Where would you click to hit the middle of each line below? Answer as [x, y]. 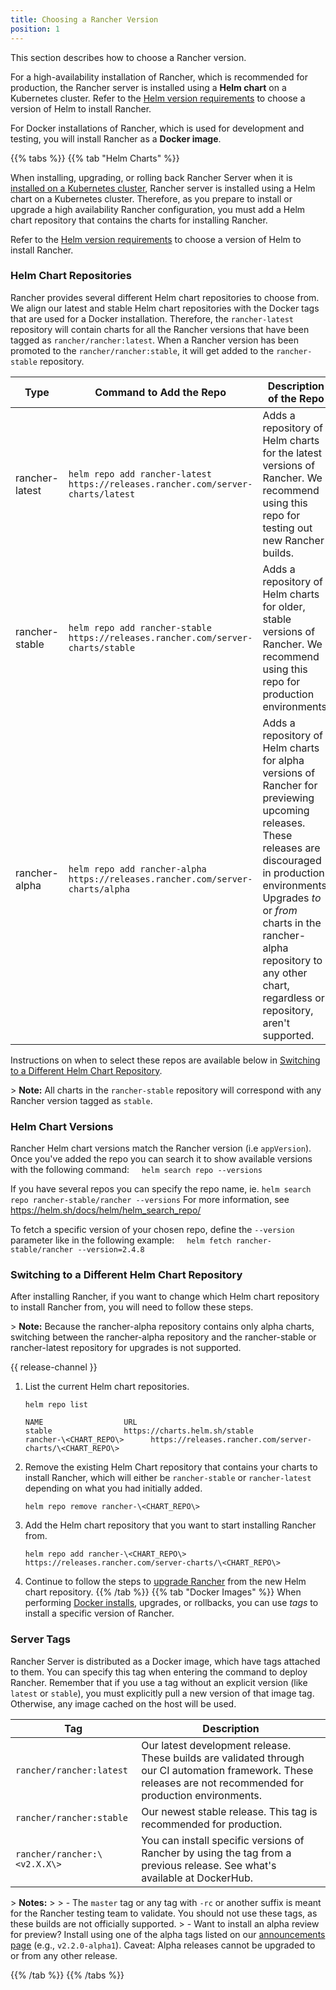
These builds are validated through [223, 1758]
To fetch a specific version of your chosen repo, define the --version [152, 1230]
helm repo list [56, 1405]
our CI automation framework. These [227, 1770]
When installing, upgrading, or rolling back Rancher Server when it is [151, 177]
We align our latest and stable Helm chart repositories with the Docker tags [165, 308]
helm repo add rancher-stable [140, 627]
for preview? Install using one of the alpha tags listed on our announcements [168, 1934]
